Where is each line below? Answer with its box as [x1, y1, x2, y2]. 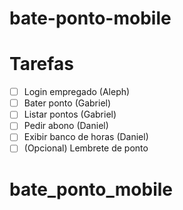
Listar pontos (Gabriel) [23, 108, 117, 121]
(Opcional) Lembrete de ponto [23, 142, 149, 154]
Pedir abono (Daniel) [23, 120, 109, 132]
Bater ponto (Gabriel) [23, 97, 112, 109]
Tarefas [9, 53, 74, 76]
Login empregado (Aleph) [23, 86, 131, 98]
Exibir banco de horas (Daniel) [23, 131, 149, 143]
